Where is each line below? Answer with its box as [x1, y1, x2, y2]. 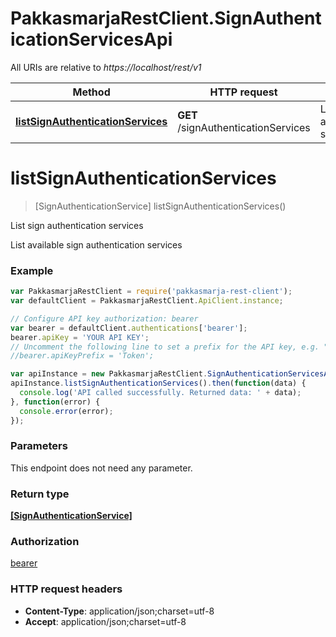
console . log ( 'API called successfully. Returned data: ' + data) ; [19, 388, 302, 398]
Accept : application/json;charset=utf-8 [24, 615, 187, 627]
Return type [10, 487, 70, 501]
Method [72, 85, 111, 99]
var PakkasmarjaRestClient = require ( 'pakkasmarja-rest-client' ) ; [10, 287, 293, 297]
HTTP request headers [10, 582, 123, 596]
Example [10, 263, 54, 277]
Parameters [10, 439, 68, 453]
